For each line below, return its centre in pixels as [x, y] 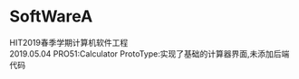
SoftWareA [51, 17]
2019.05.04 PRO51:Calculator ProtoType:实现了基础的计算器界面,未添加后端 [149, 53]
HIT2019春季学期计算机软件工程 [69, 42]
